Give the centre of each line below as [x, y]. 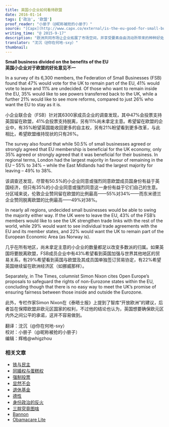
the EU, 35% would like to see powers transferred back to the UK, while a [81, 94]
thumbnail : [17, 47]
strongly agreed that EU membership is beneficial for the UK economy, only [83, 149]
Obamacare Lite [29, 419]
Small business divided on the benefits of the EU [57, 61]
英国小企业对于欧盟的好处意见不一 [40, 67]
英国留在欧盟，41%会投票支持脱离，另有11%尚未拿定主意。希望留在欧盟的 [82, 121]
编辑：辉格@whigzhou [28, 338]
